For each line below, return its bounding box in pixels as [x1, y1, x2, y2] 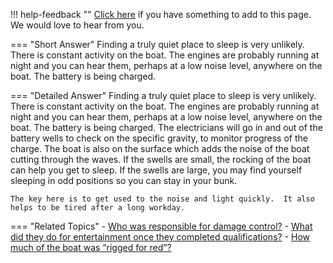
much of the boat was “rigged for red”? [10, 242, 172, 253]
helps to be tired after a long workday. [10, 203, 186, 213]
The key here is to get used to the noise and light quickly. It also [10, 194, 315, 204]
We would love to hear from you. [10, 19, 145, 31]
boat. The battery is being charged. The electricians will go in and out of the [10, 122, 323, 133]
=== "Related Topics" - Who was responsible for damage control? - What [10, 220, 313, 232]
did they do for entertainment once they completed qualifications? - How [10, 231, 311, 243]
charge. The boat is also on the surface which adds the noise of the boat [10, 143, 310, 154]
